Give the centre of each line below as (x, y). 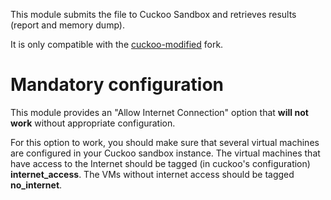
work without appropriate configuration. (93, 123)
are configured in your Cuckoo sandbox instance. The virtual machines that (165, 153)
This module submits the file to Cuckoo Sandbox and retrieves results (153, 14)
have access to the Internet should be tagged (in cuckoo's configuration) (160, 163)
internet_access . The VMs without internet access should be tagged (152, 174)
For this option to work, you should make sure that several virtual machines (165, 142)
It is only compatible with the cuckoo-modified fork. (117, 44)
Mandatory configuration (117, 85)
